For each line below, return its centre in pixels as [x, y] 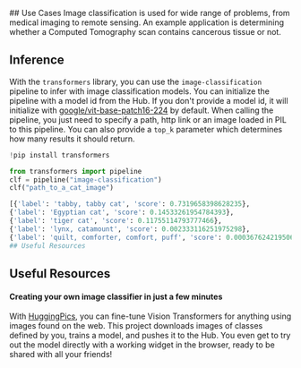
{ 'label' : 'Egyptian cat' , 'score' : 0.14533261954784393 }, [122, 213]
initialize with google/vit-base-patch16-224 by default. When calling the [142, 110]
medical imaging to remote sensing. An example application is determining [147, 22]
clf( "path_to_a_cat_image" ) [62, 188]
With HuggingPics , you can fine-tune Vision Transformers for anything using [150, 316]
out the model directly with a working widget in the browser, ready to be [142, 345]
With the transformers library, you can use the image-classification [136, 81]
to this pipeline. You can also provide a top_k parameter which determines [146, 129]
